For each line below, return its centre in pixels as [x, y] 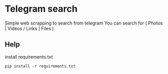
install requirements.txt [29, 57]
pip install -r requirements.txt [40, 66]
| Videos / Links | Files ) [29, 28]
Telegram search [41, 9]
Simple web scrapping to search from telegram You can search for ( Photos [84, 23]
